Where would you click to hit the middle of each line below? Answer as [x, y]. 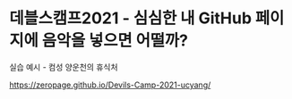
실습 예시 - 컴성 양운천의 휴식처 [64, 67]
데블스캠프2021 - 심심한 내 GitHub [131, 18]
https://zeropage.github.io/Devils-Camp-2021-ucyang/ [110, 85]
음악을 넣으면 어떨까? [115, 41]
